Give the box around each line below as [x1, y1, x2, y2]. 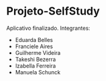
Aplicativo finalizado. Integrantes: [6, 24, 90, 32]
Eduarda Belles [15, 36, 53, 43]
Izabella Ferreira [15, 62, 56, 69]
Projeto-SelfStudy [6, 4, 101, 18]
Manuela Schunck [15, 68, 61, 76]
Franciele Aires [15, 43, 53, 50]
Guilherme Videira [15, 49, 61, 56]
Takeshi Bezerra [15, 55, 56, 63]
